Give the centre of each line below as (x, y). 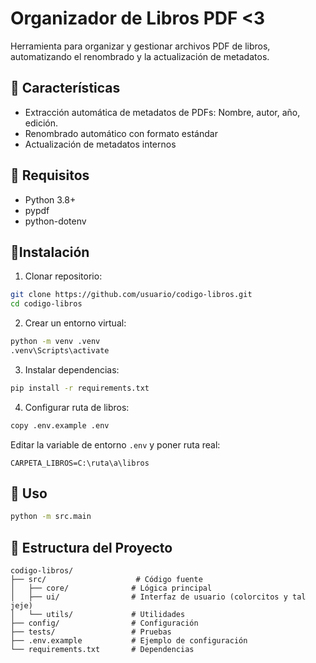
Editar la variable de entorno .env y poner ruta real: (115, 444)
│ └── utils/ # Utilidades (98, 615)
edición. (41, 123)
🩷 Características (65, 88)
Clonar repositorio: (63, 276)
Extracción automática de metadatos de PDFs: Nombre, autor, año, (162, 112)
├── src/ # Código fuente (106, 580)
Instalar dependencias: (72, 369)
